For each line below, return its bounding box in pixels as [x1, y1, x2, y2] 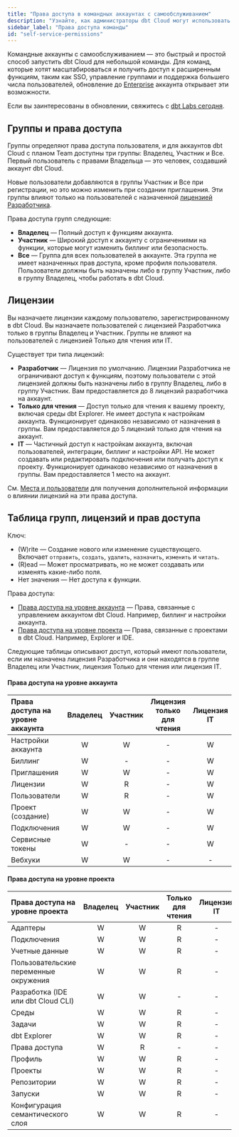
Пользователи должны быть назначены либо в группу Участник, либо [17, 266, 231, 275]
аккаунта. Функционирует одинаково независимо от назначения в [17, 417, 221, 425]
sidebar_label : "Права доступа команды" [7, 24, 129, 31]
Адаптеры [11, 923, 46, 933]
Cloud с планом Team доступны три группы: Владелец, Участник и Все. [7, 149, 225, 158]
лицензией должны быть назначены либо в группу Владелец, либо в [17, 379, 227, 388]
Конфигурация [11, 1101, 62, 1111]
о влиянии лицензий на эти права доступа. [7, 491, 138, 500]
